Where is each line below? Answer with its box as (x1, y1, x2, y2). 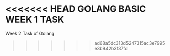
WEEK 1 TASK (5, 14, 65, 25)
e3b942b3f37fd (94, 45, 128, 51)
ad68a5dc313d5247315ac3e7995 (94, 40, 165, 46)
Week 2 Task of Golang (5, 30, 55, 36)
